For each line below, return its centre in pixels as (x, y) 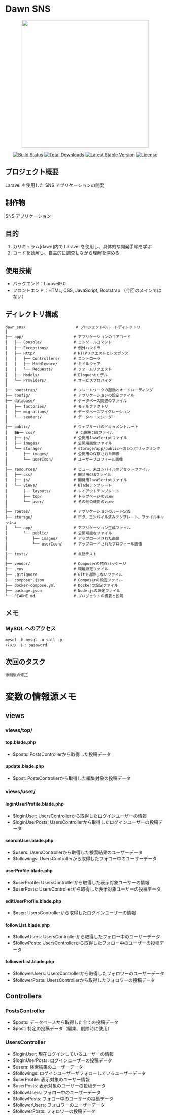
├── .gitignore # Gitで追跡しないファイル (64, 575)
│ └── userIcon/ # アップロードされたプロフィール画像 (74, 544)
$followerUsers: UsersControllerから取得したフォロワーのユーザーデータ (89, 973)
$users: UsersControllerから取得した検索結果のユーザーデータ (78, 852)
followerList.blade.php (30, 961)
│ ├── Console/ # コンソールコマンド (59, 342)
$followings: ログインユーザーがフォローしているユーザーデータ (79, 1073)
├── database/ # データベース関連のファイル (66, 401)
